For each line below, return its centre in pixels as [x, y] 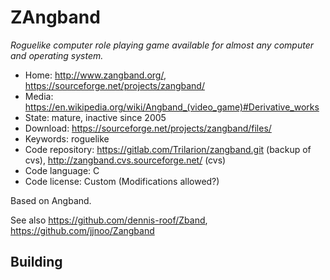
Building [36, 262]
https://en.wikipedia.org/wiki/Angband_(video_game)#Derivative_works [172, 107]
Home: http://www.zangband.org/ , [95, 75]
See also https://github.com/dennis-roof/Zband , [109, 220]
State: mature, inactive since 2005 [95, 117]
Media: [39, 96]
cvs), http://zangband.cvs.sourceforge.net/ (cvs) [125, 160]
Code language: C [62, 170]
